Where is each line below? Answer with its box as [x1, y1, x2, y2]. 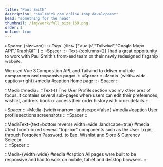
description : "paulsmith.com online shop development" [5, 12, 119, 16]
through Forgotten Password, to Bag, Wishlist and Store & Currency [5, 132, 140, 137]
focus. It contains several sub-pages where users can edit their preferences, [5, 92, 159, 98]
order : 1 [5, 25, 23, 30]
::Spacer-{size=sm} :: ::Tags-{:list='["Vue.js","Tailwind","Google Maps [5, 43, 145, 48]
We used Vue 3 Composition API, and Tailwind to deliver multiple [5, 68, 135, 73]
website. [5, 59, 22, 64]
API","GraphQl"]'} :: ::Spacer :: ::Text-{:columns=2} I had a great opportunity [5, 48, 157, 54]
